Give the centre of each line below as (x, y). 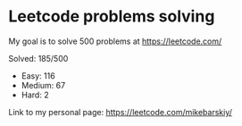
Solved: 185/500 (38, 58)
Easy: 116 (38, 76)
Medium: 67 (43, 85)
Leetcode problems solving (112, 17)
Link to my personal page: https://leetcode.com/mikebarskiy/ (121, 112)
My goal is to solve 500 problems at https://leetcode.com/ (115, 41)
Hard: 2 (35, 95)
